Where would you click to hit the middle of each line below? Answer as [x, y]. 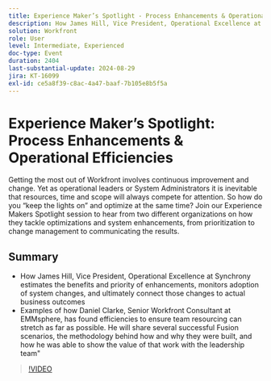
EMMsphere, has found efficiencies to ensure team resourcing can [131, 319]
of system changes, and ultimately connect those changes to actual [133, 293]
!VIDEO [40, 369]
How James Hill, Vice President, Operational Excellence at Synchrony [135, 276]
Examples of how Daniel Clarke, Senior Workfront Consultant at [125, 311]
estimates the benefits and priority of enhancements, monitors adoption [140, 285]
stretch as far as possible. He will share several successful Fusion [129, 328]
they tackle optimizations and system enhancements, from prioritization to [132, 223]
